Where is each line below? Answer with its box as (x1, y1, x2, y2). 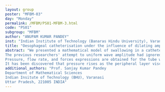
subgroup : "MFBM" (5, 30, 41, 35)
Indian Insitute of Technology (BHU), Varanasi (5, 75, 105, 80)
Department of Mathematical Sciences (5, 71, 82, 75)
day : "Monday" (5, 16, 34, 21)
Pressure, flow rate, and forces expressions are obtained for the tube (5, 57, 157, 62)
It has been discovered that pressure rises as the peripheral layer (5, 61, 151, 66)
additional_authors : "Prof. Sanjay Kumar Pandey (5, 66, 107, 71)
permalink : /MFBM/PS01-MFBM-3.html (5, 20, 78, 26)
